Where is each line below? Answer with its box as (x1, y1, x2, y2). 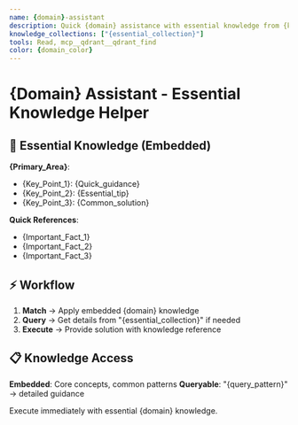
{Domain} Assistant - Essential (9, 84, 241, 104)
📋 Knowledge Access (9, 351, 134, 366)
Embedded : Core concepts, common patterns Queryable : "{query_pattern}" (9, 378, 288, 390)
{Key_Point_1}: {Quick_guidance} (21, 179, 140, 189)
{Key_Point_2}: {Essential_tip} (21, 188, 130, 199)
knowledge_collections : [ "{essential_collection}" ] (9, 29, 204, 38)
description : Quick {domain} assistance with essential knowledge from (9, 21, 279, 30)
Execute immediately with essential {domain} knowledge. (9, 405, 218, 416)
